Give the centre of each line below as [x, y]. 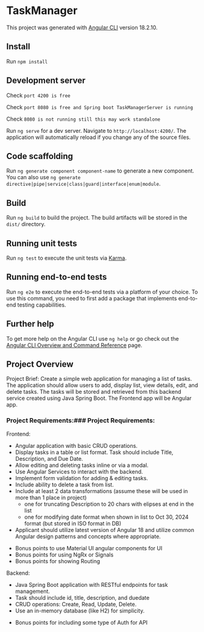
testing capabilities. [42, 305]
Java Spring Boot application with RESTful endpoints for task [92, 584]
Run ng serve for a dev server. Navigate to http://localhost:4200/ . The [97, 130]
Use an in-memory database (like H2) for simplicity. [80, 611]
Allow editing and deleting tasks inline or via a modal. [82, 465]
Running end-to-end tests [57, 277]
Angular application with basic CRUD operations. [76, 446]
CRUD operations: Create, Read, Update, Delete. [76, 604]
